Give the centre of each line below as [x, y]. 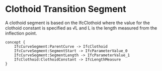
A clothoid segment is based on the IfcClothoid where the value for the [78, 23]
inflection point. [21, 33]
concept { [15, 42]
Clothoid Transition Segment [66, 9]
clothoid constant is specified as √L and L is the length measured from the [81, 28]
